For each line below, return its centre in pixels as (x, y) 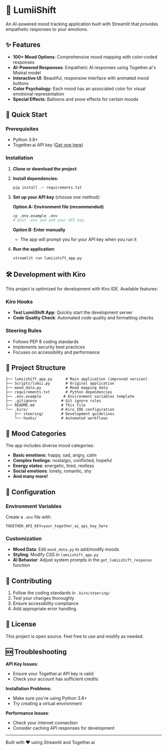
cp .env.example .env (35, 216)
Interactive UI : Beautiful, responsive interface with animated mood (81, 78)
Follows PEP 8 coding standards (46, 341)
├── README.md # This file (46, 405)
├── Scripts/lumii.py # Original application (60, 383)
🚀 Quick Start (27, 115)
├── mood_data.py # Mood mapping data (57, 388)
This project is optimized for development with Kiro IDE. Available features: (82, 289)
